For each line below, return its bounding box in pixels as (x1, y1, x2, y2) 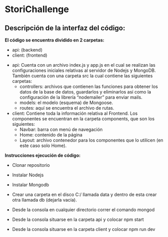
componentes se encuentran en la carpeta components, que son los (12, 116, 155, 122)
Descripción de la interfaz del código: (5, 24, 125, 32)
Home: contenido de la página (19, 132, 83, 137)
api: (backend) (12, 47, 43, 53)
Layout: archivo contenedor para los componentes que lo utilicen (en (19, 137, 163, 143)
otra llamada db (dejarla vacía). (12, 197, 77, 203)
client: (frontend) (12, 52, 48, 58)
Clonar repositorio (12, 162, 50, 168)
